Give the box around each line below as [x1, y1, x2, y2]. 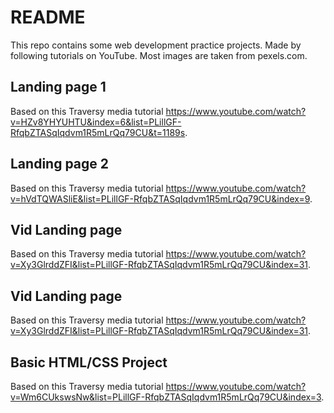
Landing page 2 [10, 156, 109, 173]
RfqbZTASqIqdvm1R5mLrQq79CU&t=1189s [10, 126, 186, 138]
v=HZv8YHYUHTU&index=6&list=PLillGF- [10, 116, 182, 128]
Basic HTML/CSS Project [10, 354, 168, 371]
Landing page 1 [10, 79, 107, 96]
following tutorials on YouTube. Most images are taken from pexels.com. [10, 49, 308, 61]
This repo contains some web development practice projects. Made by [10, 39, 302, 51]
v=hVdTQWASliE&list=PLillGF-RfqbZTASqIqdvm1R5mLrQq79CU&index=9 [10, 192, 311, 205]
